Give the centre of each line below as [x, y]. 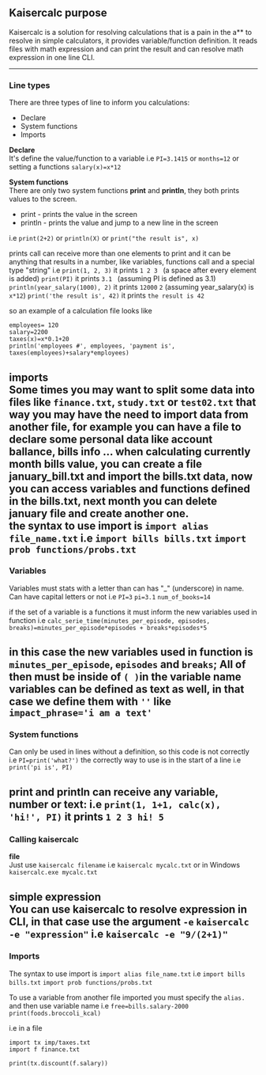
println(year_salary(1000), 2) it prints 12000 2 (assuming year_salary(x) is [132, 287]
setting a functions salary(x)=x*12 [65, 167]
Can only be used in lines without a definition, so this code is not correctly [129, 752]
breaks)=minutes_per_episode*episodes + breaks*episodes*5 [108, 628]
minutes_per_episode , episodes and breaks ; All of [127, 665]
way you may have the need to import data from [129, 414]
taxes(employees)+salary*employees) [69, 353]
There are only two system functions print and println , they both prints [124, 191]
